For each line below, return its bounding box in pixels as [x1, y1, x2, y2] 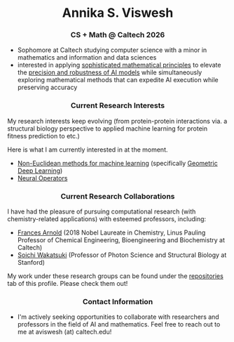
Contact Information [82, 297, 153, 306]
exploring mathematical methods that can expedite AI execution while [17, 76, 219, 84]
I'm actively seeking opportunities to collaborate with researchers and [17, 313, 219, 321]
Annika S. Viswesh [62, 5, 174, 21]
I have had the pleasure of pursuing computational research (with [7, 207, 196, 216]
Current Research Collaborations [60, 191, 175, 201]
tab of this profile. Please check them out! [7, 279, 128, 288]
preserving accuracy [17, 83, 78, 92]
